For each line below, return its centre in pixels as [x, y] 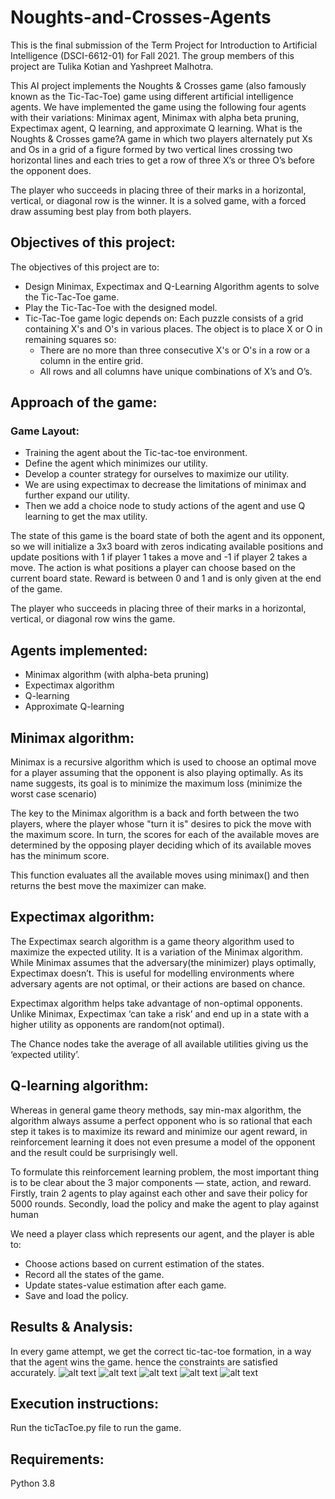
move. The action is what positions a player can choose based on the [153, 568]
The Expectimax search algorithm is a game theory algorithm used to [152, 941]
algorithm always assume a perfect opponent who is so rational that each [161, 1120]
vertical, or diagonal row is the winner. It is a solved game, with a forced [158, 200]
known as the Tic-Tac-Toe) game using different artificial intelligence [152, 96]
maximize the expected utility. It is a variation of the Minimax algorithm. [156, 952]
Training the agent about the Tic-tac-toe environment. [136, 453]
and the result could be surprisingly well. [94, 1152]
